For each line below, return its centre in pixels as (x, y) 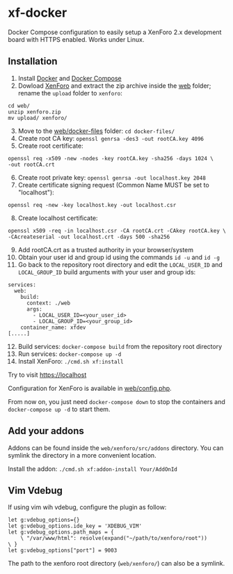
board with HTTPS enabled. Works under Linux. (76, 39)
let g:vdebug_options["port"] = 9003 (63, 551)
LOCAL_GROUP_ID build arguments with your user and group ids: (107, 272)
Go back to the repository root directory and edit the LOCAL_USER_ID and (120, 264)
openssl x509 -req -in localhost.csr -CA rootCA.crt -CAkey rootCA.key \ (117, 231)
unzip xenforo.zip (34, 112)
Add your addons (46, 431)
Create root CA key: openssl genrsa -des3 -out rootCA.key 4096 (111, 138)
